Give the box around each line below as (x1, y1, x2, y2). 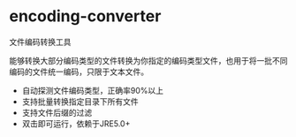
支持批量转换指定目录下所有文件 (21, 95, 139, 107)
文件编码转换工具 (9, 36, 72, 47)
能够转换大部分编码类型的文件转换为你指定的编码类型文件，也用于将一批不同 (9, 55, 288, 65)
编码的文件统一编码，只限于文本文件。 (9, 66, 148, 77)
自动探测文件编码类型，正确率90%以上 (21, 85, 164, 95)
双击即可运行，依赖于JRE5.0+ (21, 118, 131, 129)
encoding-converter (9, 6, 162, 27)
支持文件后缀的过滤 (21, 107, 93, 118)
